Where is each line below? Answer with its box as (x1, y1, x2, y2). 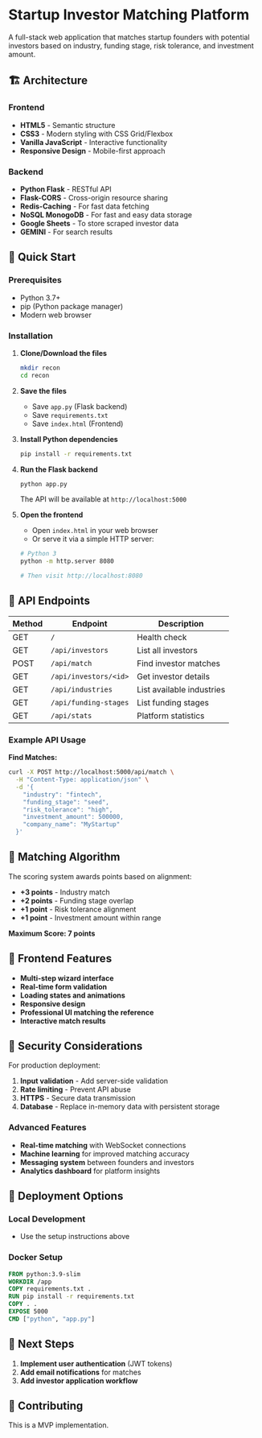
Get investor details (136, 671, 211, 682)
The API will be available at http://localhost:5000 (19, 494, 187, 504)
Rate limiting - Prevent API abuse (19, 1085, 131, 1094)
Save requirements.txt (31, 410, 108, 419)
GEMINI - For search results (19, 227, 113, 237)
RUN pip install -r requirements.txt (8, 1292, 135, 1301)
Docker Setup (8, 1252, 63, 1263)
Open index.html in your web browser (31, 526, 158, 535)
